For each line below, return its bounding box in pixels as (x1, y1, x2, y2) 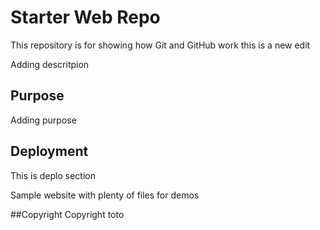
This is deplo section (10, 169, 96, 181)
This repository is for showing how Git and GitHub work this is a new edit (10, 39, 311, 51)
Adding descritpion (10, 58, 90, 70)
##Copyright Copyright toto (10, 208, 125, 220)
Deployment (10, 143, 89, 160)
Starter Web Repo (10, 6, 161, 29)
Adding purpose (10, 114, 77, 126)
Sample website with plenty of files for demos (10, 189, 200, 201)
